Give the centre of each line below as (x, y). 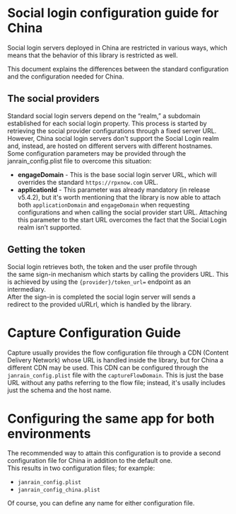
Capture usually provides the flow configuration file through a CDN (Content (118, 353)
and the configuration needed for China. (66, 76)
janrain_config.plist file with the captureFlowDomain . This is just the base (116, 375)
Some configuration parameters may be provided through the (96, 153)
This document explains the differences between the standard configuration (118, 69)
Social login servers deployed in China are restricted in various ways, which (117, 47)
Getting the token (47, 250)
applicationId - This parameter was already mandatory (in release (114, 190)
